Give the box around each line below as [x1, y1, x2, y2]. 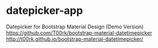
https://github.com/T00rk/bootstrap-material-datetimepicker [6, 29, 152, 36]
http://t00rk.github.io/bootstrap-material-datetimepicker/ [6, 35, 143, 42]
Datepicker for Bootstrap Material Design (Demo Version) [6, 23, 144, 30]
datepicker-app [6, 4, 83, 17]
